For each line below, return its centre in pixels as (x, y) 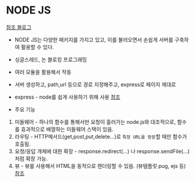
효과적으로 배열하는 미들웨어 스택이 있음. (67, 129)
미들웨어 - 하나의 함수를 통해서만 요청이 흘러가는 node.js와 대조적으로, (95, 122)
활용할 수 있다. (37, 47)
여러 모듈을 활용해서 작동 (43, 72)
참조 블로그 (19, 27)
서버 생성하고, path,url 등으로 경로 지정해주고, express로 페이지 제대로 (95, 84)
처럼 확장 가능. (31, 159)
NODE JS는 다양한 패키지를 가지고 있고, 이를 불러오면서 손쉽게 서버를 (94, 39)
